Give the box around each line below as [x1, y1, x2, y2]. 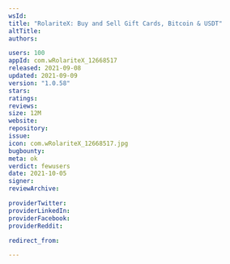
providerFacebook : [8, 214, 70, 223]
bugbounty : [8, 147, 45, 155]
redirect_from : [8, 236, 60, 245]
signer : [8, 177, 35, 185]
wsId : [8, 11, 27, 20]
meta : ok [8, 155, 38, 163]
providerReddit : [8, 222, 63, 230]
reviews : [8, 102, 38, 110]
